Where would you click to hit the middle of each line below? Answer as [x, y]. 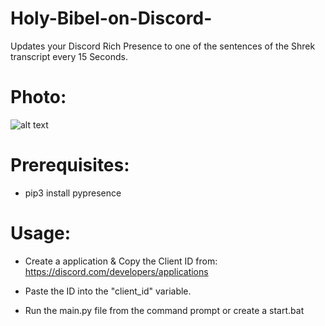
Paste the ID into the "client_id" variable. [108, 291]
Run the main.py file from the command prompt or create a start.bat [164, 310]
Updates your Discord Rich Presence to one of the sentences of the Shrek [163, 46]
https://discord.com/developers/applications [116, 271]
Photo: [38, 97]
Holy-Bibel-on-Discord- [111, 18]
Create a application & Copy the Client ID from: [121, 261]
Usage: [41, 233]
